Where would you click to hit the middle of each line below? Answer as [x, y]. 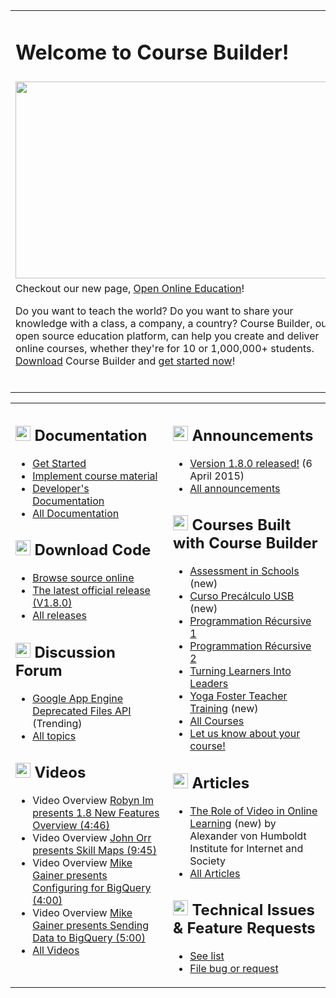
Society [207, 861]
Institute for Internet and [246, 848]
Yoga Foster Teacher [238, 696]
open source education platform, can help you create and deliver [167, 336]
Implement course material [95, 476]
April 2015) [217, 476]
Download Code [93, 550]
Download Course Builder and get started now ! [125, 361]
